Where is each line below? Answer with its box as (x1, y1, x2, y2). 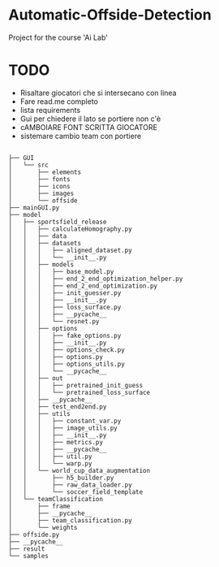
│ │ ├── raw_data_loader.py (8, 481, 132, 489)
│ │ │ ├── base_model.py (8, 267, 114, 275)
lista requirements (19, 105, 81, 115)
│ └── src (8, 161, 49, 169)
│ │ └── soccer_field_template (8, 487, 144, 496)
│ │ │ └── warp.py (8, 459, 92, 468)
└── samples (8, 552, 49, 560)
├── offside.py (8, 530, 60, 539)
